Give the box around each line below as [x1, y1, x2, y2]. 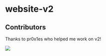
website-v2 [5, 3, 54, 15]
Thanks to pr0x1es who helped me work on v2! [5, 36, 101, 42]
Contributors [5, 23, 46, 31]
